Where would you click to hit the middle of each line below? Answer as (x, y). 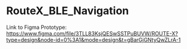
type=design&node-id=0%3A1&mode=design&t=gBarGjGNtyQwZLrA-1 (93, 40)
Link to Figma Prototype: (37, 27)
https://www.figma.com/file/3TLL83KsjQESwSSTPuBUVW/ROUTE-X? (92, 33)
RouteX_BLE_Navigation (67, 11)
